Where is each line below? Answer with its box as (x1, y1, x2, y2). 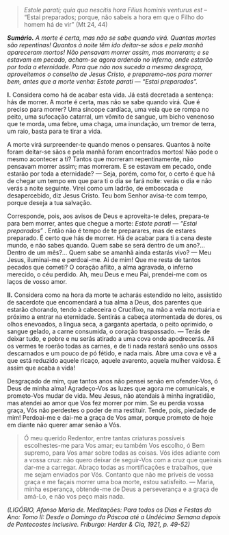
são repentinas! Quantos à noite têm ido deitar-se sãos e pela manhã (7, 41, 204, 49)
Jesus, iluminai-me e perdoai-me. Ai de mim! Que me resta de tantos (7, 256, 202, 263)
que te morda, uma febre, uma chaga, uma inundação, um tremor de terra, (7, 120, 217, 128)
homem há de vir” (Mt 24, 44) (23, 21, 108, 28)
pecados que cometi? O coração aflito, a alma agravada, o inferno (7, 263, 193, 271)
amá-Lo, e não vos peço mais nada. (23, 492, 125, 500)
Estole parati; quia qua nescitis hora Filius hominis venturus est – (23, 6, 207, 14)
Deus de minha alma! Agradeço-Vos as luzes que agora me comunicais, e (7, 384, 215, 392)
